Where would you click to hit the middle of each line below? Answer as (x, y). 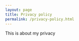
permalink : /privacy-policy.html (40, 19)
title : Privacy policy (29, 14)
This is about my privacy (30, 33)
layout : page (19, 10)
